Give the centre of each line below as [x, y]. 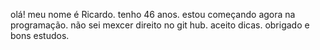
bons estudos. [40, 35]
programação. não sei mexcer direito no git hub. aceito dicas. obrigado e [160, 25]
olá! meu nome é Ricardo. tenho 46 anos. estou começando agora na [153, 14]
